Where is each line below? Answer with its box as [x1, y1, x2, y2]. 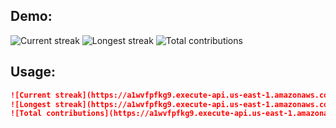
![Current [10, 90, 52, 100]
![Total [10, 109, 43, 119]
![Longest [10, 99, 52, 109]
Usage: [10, 64, 57, 81]
